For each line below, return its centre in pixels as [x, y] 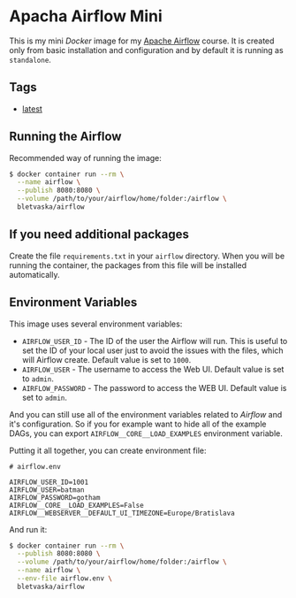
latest [32, 109]
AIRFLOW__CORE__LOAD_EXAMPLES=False [76, 505]
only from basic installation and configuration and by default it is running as [147, 50]
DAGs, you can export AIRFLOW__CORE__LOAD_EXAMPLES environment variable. [146, 433]
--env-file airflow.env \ [65, 579]
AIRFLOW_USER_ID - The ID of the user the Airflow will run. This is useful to [155, 341]
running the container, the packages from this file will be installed [128, 265]
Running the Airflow [65, 137]
